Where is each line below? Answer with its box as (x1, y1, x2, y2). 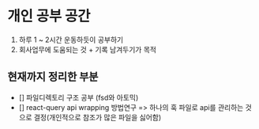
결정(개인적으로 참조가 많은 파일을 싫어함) (33, 112, 162, 122)
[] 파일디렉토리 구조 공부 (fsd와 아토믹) (18, 93, 139, 102)
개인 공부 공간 (7, 7, 91, 25)
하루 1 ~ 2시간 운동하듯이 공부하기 (18, 35, 124, 44)
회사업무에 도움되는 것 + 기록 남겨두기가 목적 (18, 44, 157, 54)
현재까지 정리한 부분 (7, 70, 99, 84)
